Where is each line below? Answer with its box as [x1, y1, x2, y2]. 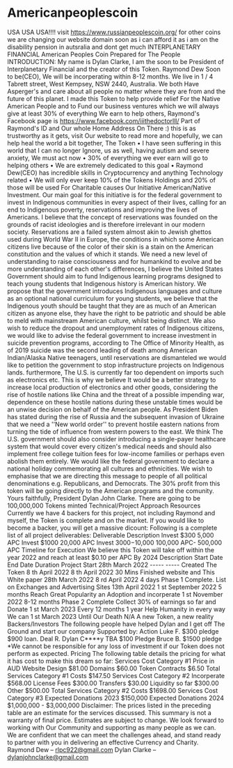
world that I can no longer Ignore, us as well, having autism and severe [7, 146, 210, 155]
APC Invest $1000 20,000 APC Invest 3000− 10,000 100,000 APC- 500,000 [7, 538, 223, 547]
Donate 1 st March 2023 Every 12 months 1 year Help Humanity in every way [7, 604, 226, 613]
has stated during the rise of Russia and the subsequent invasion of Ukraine [7, 412, 225, 421]
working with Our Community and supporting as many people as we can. [7, 723, 216, 732]
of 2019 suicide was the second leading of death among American [7, 346, 198, 354]
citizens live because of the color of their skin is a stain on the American [7, 242, 214, 251]
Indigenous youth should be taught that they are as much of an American [7, 301, 217, 310]
